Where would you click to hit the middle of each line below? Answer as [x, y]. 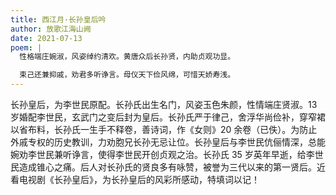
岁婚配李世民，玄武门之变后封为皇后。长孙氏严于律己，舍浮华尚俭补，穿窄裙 [168, 117]
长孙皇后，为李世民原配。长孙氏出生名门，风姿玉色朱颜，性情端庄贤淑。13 [164, 104]
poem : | [26, 47]
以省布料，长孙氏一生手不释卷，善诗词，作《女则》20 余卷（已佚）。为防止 [164, 129]
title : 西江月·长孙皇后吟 [58, 19]
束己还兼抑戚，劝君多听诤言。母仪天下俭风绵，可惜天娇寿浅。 [127, 75]
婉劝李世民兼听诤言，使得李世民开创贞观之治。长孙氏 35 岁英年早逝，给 [158, 154]
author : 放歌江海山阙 [51, 29]
